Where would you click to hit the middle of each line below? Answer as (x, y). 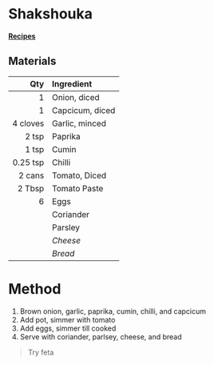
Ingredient (72, 83)
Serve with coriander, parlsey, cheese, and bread (101, 336)
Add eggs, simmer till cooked (68, 328)
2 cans (32, 175)
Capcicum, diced (83, 110)
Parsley (65, 227)
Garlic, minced (79, 123)
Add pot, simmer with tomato (67, 319)
